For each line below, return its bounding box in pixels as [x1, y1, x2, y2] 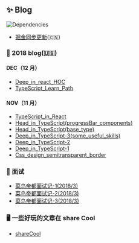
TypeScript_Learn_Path [15, 84, 74, 92]
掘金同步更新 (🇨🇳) [15, 33, 60, 40]
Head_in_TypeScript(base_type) [15, 126, 95, 133]
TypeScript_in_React [15, 113, 66, 120]
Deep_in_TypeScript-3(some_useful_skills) [15, 132, 121, 139]
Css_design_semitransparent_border [15, 151, 107, 159]
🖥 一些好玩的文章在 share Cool [6, 214, 95, 222]
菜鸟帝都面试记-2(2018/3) [15, 190, 79, 197]
